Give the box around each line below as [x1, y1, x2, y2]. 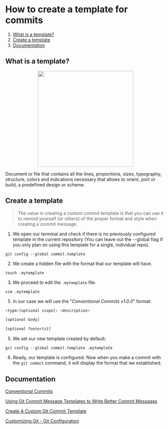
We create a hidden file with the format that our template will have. [12, 260, 153, 267]
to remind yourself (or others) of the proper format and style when [17, 216, 157, 222]
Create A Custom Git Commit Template [5, 408, 87, 414]
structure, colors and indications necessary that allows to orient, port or [5, 176, 156, 182]
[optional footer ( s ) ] [5, 326, 51, 331]
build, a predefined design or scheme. [5, 181, 86, 187]
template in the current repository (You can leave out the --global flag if [12, 236, 163, 242]
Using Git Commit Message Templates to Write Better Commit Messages [5, 398, 158, 404]
